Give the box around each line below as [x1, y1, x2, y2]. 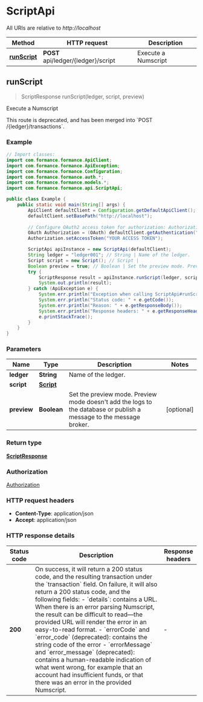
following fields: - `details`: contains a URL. [35, 595, 158, 604]
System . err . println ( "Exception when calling [38, 291, 153, 297]
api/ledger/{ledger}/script [43, 56, 116, 65]
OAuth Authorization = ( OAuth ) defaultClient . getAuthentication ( [28, 230, 196, 236]
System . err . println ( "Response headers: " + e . [38, 308, 158, 314]
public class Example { [6, 196, 66, 202]
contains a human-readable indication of [35, 655, 152, 664]
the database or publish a [68, 405, 141, 414]
